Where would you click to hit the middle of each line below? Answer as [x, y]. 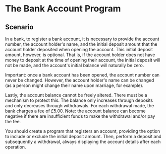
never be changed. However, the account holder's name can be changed [80, 80]
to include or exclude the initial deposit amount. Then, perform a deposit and [83, 136]
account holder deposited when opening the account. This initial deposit [79, 49]
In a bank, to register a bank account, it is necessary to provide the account [82, 39]
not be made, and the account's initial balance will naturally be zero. [75, 65]
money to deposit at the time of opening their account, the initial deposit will [83, 60]
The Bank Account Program [63, 9]
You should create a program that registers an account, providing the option [83, 131]
